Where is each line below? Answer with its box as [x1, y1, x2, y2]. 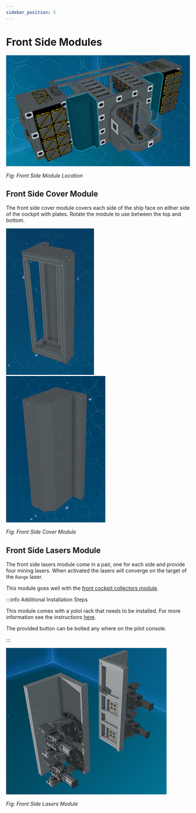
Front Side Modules [6, 35, 103, 49]
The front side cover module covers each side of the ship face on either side [6, 204, 190, 211]
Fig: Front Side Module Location [6, 172, 83, 179]
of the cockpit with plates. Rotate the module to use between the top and [6, 211, 181, 218]
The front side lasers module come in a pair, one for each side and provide [6, 561, 185, 568]
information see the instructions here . [6, 614, 96, 621]
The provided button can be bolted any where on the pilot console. [6, 625, 167, 632]
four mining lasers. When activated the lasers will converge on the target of [6, 567, 187, 574]
